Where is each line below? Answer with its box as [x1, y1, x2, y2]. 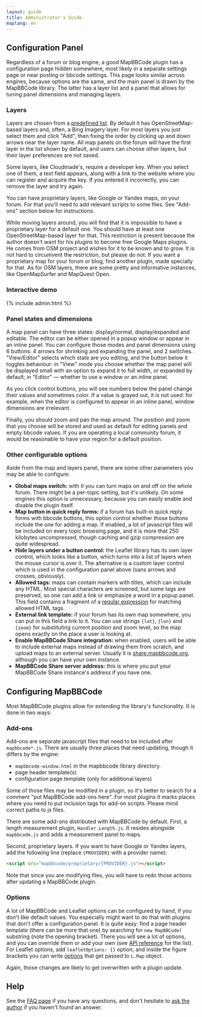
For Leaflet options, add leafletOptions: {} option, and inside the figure [6, 946, 187, 953]
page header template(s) [14, 769, 77, 776]
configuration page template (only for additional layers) [14, 775, 153, 783]
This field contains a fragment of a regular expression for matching [14, 598, 181, 605]
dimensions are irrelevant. [6, 404, 71, 412]
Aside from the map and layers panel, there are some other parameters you [6, 464, 194, 472]
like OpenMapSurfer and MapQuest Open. [6, 271, 111, 278]
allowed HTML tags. [14, 605, 65, 612]
